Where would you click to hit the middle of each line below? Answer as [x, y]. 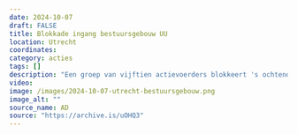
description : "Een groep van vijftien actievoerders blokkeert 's [134, 75]
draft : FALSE [33, 26]
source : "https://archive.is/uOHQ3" [76, 115]
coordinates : [33, 50]
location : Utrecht [43, 42]
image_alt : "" [35, 99]
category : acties [41, 58]
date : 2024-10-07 [41, 17]
